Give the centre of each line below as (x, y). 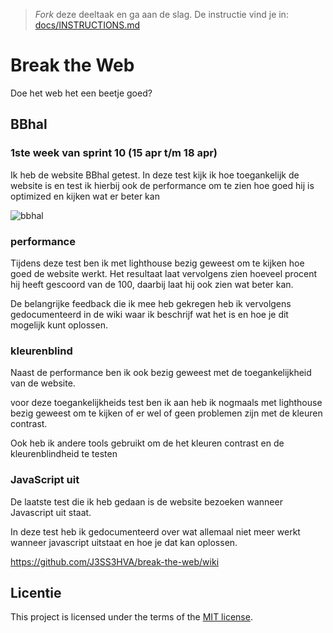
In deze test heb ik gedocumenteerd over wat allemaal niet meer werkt (155, 531)
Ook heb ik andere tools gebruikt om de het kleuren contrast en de (147, 443)
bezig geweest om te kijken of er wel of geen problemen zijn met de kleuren (166, 413)
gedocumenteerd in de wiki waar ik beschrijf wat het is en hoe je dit (149, 314)
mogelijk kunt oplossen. (59, 325)
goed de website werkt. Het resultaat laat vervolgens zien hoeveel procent (164, 273)
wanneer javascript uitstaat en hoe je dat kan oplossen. (124, 542)
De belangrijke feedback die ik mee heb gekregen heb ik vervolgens (151, 303)
